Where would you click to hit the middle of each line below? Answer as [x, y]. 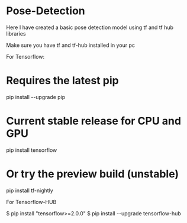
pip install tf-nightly [30, 190]
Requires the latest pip [63, 81]
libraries [16, 33]
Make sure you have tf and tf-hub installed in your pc [70, 45]
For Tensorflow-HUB [31, 202]
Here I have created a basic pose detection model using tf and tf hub [90, 27]
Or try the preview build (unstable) [93, 174]
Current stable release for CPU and [94, 121]
